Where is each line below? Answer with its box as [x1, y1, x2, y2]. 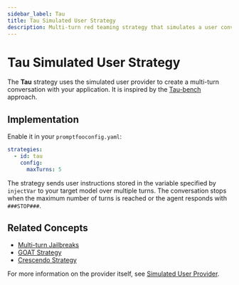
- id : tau [14, 153, 43, 160]
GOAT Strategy [17, 248, 62, 257]
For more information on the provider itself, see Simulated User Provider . [7, 269, 220, 278]
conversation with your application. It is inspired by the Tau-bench [7, 85, 201, 94]
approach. [7, 93, 38, 102]
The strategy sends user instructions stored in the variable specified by [7, 178, 217, 187]
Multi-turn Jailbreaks [17, 241, 80, 249]
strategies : [7, 146, 43, 154]
